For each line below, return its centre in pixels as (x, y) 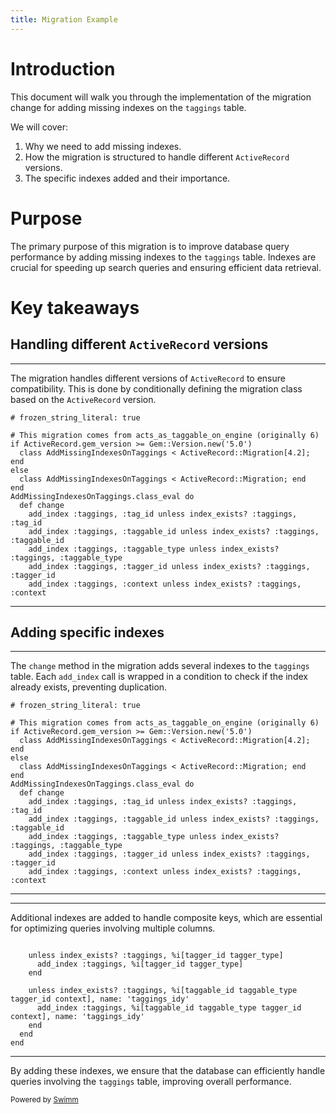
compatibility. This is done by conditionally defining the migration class (156, 388)
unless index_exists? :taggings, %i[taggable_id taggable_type (163, 991)
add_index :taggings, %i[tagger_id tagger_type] (140, 964)
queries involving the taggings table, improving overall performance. (151, 1082)
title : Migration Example (64, 19)
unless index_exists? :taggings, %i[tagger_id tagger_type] (156, 956)
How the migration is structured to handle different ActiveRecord (157, 157)
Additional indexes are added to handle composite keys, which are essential (166, 918)
